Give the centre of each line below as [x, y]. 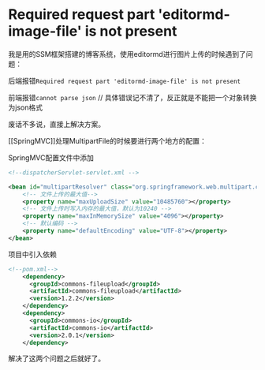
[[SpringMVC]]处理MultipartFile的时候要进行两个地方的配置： [108, 140]
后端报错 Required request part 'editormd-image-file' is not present [125, 80]
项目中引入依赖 [32, 254]
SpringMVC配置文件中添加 [51, 157]
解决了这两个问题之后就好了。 [56, 359]
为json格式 [26, 107]
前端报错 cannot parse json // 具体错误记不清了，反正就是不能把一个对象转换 [132, 97]
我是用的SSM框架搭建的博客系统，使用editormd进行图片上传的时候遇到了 [127, 54]
